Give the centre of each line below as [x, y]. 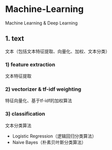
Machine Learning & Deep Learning [42, 23]
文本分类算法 [18, 125]
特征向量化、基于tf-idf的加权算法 [39, 101]
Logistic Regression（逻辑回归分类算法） [54, 136]
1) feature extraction [30, 64]
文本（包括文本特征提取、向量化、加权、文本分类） [57, 51]
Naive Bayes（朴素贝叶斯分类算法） [49, 142]
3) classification [25, 114]
